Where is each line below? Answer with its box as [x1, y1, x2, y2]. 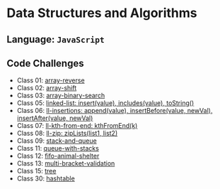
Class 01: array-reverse [16, 76, 86, 85]
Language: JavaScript [6, 33, 105, 45]
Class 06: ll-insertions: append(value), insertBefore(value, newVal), [16, 107, 213, 115]
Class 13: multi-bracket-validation [16, 159, 115, 168]
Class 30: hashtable [16, 174, 75, 183]
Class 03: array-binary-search [16, 91, 105, 100]
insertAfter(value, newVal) [16, 114, 93, 122]
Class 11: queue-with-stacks [16, 144, 100, 153]
